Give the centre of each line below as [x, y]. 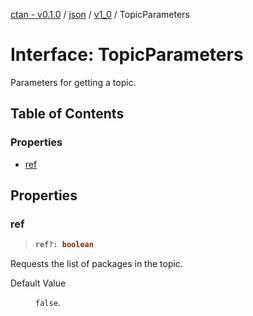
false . [48, 303]
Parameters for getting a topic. [73, 82]
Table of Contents [67, 114]
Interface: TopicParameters [127, 55]
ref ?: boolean [64, 245]
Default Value [38, 283]
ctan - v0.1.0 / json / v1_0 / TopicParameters [100, 14]
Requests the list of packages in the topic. [96, 264]
